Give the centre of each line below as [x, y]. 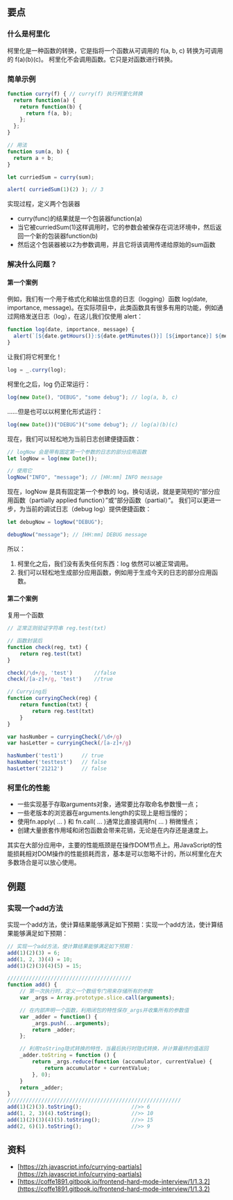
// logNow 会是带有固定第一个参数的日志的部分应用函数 [77, 452]
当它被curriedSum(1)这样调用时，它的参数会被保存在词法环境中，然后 [116, 227]
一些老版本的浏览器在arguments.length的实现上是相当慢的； [103, 813]
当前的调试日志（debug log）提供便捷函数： [88, 509]
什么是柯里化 [29, 34]
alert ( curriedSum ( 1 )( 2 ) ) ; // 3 [55, 190]
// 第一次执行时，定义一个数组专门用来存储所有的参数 [86, 991]
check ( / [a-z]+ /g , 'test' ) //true [60, 679]
